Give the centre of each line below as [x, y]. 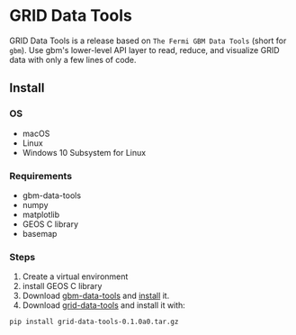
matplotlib [41, 214]
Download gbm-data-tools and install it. [96, 296]
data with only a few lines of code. [73, 59]
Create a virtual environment [75, 276]
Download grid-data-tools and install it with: [104, 305]
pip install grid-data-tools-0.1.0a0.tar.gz [94, 322]
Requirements [41, 176]
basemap [40, 233]
